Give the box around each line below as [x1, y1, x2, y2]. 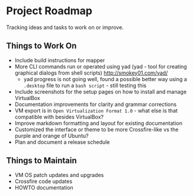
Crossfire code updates [14, 178, 73, 185]
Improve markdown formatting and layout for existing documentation [14, 120, 182, 127]
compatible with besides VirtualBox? [14, 113, 104, 120]
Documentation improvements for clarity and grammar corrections [14, 101, 177, 108]
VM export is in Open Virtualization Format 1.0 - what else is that [14, 107, 178, 114]
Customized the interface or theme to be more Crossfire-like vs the [14, 126, 179, 133]
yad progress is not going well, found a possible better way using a [23, 75, 188, 82]
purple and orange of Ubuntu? [14, 132, 89, 139]
